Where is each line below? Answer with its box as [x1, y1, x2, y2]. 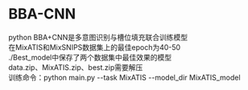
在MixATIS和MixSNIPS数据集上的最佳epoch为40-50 [8, 42, 181, 52]
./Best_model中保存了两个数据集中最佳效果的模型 [8, 52, 172, 62]
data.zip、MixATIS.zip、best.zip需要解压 [8, 62, 143, 72]
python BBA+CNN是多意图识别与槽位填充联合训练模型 [8, 32, 188, 42]
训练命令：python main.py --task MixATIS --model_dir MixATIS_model [8, 72, 241, 82]
